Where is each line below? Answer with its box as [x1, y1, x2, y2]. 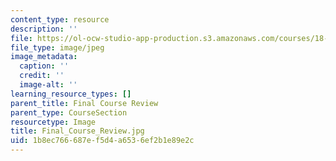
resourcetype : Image [10, 117, 97, 127]
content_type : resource [10, 14, 110, 25]
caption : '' [19, 61, 70, 71]
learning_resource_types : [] [10, 89, 132, 99]
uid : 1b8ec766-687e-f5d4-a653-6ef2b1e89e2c [10, 136, 195, 146]
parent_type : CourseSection [10, 107, 128, 118]
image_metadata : [10, 52, 78, 62]
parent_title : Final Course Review [10, 98, 159, 108]
